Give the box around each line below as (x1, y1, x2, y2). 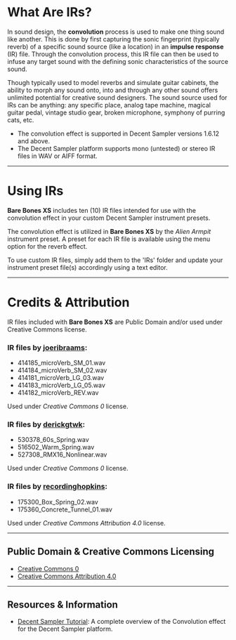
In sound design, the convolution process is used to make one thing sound (7, 27, 225, 36)
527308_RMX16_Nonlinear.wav (17, 450, 107, 459)
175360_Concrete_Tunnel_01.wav (17, 505, 112, 514)
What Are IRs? (7, 4, 93, 20)
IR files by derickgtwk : (7, 419, 86, 429)
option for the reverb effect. (7, 242, 88, 250)
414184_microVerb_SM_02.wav (17, 366, 107, 374)
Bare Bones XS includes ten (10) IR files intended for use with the (7, 206, 197, 214)
